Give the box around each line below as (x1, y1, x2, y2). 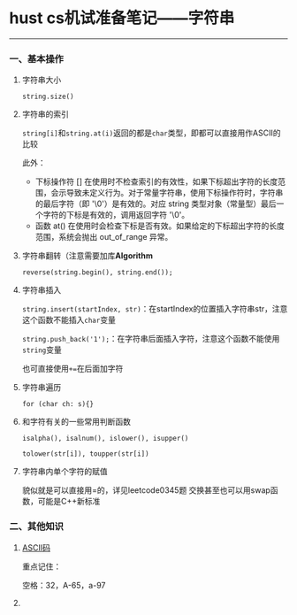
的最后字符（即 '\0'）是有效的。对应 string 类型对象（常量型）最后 (34, 198, 277, 209)
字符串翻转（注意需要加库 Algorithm (21, 250, 153, 261)
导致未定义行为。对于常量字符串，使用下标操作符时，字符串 (65, 188, 284, 198)
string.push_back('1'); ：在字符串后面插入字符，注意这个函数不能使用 (21, 334, 280, 344)
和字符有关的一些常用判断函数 (21, 417, 131, 427)
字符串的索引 (21, 109, 69, 119)
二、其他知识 (9, 520, 65, 533)
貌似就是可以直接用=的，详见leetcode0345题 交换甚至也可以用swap (21, 485, 271, 496)
